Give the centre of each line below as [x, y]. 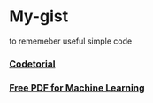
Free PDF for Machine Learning [77, 88]
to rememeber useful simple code [71, 41]
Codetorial [32, 64]
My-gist [39, 16]
